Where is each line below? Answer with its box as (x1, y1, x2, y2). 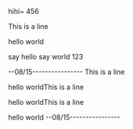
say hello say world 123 (8, 52, 84, 61)
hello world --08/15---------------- (8, 113, 120, 122)
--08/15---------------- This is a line (8, 67, 125, 77)
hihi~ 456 (8, 7, 39, 16)
